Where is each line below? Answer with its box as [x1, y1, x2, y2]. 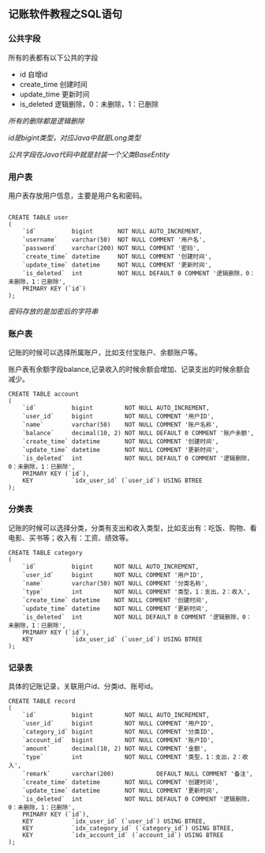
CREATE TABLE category [8, 548, 83, 556]
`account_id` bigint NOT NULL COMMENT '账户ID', [22, 736, 215, 744]
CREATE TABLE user [8, 213, 69, 222]
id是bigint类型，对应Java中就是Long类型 [8, 133, 141, 142]
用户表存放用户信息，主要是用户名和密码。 [8, 191, 147, 200]
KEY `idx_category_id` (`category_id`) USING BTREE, [22, 824, 235, 832]
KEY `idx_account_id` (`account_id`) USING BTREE [22, 831, 224, 839]
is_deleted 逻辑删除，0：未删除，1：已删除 [19, 99, 159, 108]
